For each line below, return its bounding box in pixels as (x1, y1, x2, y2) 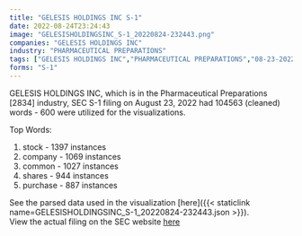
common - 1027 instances (22, 161, 120, 171)
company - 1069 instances (22, 151, 121, 162)
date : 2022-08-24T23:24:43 (9, 22, 111, 31)
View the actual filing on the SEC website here (9, 216, 181, 227)
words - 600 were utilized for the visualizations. (9, 107, 186, 118)
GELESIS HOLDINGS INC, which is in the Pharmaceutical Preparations (9, 87, 268, 99)
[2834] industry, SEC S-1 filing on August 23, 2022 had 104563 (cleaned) (9, 97, 280, 108)
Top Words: (9, 124, 52, 135)
